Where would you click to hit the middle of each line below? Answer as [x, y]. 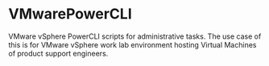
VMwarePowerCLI [70, 14]
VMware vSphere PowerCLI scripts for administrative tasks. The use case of [135, 36]
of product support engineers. [58, 53]
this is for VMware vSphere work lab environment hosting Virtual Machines [132, 44]
